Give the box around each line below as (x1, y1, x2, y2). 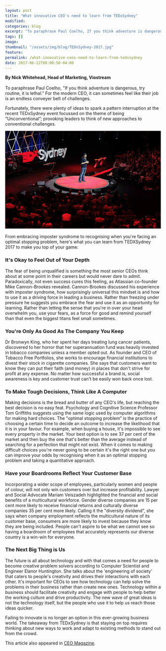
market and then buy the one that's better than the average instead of (5, 437, 147, 443)
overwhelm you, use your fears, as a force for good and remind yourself (5, 310, 152, 316)
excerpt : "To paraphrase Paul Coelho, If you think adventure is (5, 29, 142, 34)
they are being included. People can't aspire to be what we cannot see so (5, 523, 155, 529)
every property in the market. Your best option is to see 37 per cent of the (5, 431, 156, 437)
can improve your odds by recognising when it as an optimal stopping (5, 452, 147, 458)
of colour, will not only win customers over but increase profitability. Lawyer (5, 486, 160, 492)
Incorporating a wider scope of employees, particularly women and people (5, 481, 157, 487)
